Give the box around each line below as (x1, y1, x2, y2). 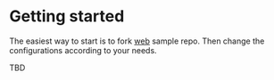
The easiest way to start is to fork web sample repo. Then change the (9, 36, 265, 46)
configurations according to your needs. (9, 44, 158, 55)
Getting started (9, 6, 125, 27)
